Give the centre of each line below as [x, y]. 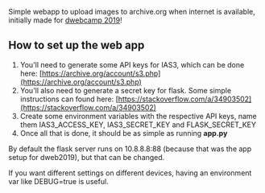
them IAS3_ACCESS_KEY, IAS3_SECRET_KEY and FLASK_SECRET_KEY [138, 125]
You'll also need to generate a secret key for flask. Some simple [126, 90]
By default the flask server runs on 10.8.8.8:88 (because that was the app [130, 149]
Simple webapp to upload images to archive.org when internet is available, [132, 12]
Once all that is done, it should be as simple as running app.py [124, 133]
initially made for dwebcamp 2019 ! [65, 20]
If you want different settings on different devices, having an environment [130, 173]
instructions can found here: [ [69, 99]
